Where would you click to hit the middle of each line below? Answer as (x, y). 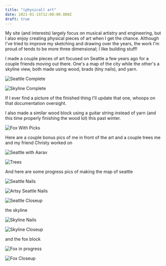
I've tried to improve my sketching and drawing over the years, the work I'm (82, 44)
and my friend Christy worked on (39, 143)
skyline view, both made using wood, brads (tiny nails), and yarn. (71, 69)
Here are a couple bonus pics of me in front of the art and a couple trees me (83, 138)
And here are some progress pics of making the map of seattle (69, 172)
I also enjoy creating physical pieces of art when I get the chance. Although (82, 38)
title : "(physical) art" (31, 10)
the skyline (16, 210)
